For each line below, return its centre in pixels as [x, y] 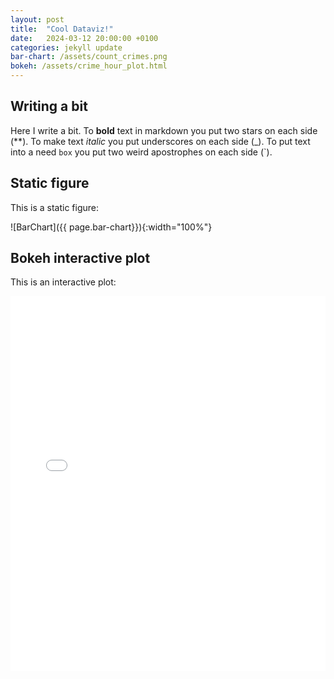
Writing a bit [49, 106]
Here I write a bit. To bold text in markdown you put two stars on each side [164, 130]
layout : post [37, 19]
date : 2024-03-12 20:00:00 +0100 [84, 38]
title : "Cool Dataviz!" [62, 29]
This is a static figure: [55, 207]
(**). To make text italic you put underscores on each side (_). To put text [160, 141]
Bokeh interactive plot [80, 258]
